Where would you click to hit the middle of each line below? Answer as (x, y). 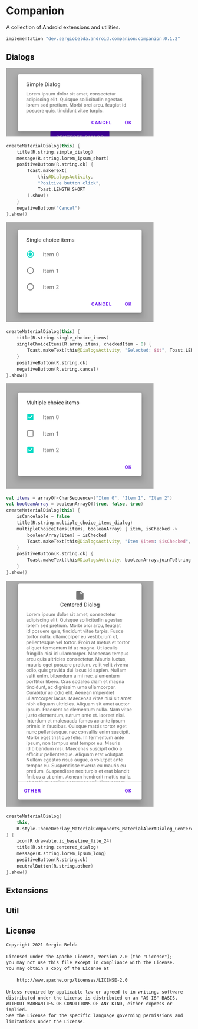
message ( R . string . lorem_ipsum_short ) (63, 158)
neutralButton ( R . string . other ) (55, 866)
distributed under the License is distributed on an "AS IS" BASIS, (92, 998)
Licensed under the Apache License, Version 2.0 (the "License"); (89, 957)
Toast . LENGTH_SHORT (61, 189)
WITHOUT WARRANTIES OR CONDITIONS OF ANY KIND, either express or (89, 1004)
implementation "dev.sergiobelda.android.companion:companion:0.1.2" (93, 39)
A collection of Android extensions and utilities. (63, 27)
